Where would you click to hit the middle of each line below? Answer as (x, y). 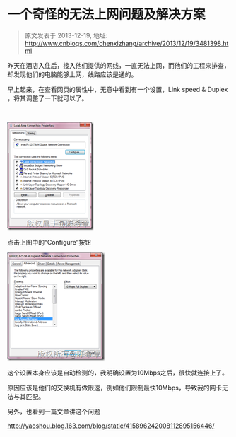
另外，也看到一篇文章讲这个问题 (54, 412)
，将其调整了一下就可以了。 (48, 98)
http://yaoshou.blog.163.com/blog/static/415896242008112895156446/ (111, 426)
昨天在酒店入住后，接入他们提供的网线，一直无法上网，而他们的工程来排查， (119, 65)
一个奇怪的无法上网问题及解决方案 (107, 14)
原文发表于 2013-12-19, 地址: (66, 35)
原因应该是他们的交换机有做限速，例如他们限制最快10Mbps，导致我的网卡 (115, 388)
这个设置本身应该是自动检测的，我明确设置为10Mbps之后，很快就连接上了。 (118, 373)
